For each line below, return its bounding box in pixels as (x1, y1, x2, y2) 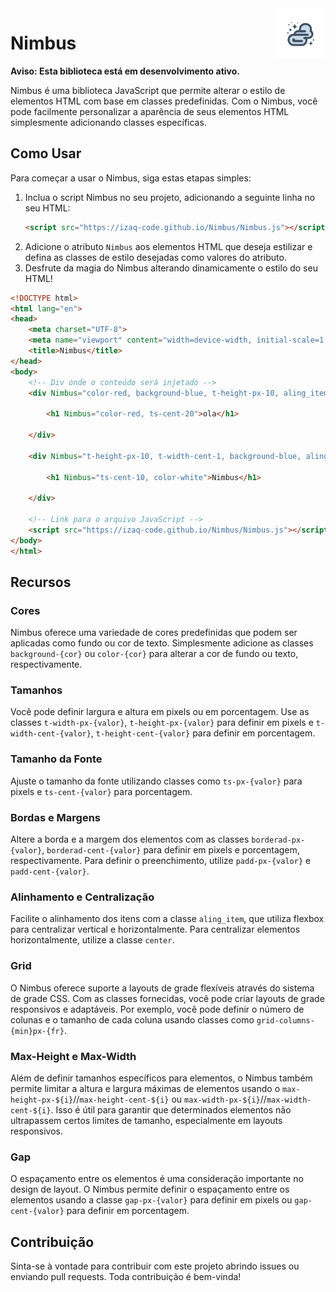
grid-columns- (256, 1015, 315, 1026)
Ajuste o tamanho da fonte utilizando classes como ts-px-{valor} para (10, 775, 303, 787)
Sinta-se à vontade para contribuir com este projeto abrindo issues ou (10, 1260, 300, 1272)
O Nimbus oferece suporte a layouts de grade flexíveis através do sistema (10, 982, 315, 994)
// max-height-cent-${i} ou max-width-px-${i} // (73, 1093, 267, 1105)
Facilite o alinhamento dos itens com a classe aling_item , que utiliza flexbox (10, 913, 325, 925)
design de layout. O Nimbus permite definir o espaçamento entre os (10, 1183, 290, 1196)
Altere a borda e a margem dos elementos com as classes (10, 833, 250, 846)
